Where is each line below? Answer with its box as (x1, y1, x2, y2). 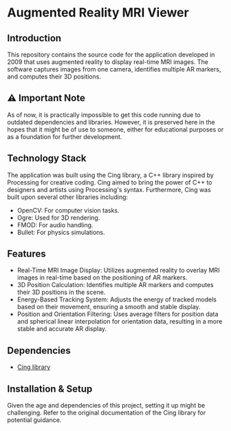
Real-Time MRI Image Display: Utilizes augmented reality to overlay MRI (16, 266, 220, 275)
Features (7, 248, 46, 260)
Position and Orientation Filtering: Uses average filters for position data (16, 310, 219, 318)
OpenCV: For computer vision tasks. (16, 206, 120, 214)
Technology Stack (7, 153, 87, 165)
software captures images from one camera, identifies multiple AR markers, (7, 65, 221, 73)
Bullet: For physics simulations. (16, 228, 105, 236)
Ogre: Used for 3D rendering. (16, 213, 100, 222)
